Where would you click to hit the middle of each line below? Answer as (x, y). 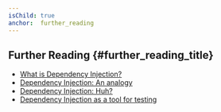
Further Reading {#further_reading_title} (111, 55)
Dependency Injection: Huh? (66, 91)
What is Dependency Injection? (71, 74)
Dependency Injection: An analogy (76, 83)
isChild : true (32, 15)
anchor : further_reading (51, 23)
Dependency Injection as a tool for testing (88, 99)
